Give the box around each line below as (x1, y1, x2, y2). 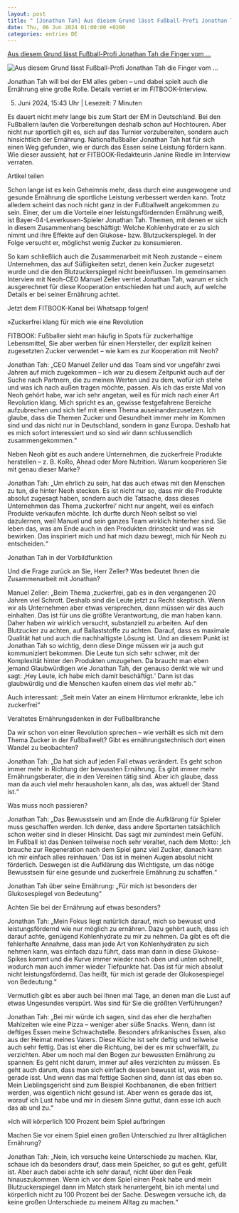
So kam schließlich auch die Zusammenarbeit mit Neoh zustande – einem (7, 252, 223, 261)
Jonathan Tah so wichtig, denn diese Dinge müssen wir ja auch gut (7, 642, 204, 650)
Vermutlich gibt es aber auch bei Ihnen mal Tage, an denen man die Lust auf (7, 991, 231, 1000)
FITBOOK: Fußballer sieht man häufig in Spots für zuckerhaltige (7, 332, 193, 340)
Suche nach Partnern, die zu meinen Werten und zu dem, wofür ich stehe (7, 375, 223, 385)
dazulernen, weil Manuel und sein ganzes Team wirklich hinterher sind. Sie (7, 517, 226, 526)
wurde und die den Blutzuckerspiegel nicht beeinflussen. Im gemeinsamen (7, 268, 226, 276)
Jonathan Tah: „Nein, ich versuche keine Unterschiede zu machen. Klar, (7, 1152, 218, 1161)
